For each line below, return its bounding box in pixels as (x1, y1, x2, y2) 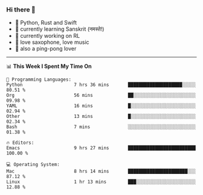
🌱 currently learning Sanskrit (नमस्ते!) (14, 25, 105, 32)
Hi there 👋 (6, 5, 36, 14)
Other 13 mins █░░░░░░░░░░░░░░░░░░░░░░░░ (6, 114, 196, 120)
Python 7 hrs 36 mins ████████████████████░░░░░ (6, 82, 196, 88)
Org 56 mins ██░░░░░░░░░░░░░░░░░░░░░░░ (6, 93, 196, 99)
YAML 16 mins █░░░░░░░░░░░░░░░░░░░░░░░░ (6, 103, 196, 109)
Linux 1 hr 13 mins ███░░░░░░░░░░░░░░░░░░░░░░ (6, 179, 196, 185)
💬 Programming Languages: (6, 76, 71, 83)
